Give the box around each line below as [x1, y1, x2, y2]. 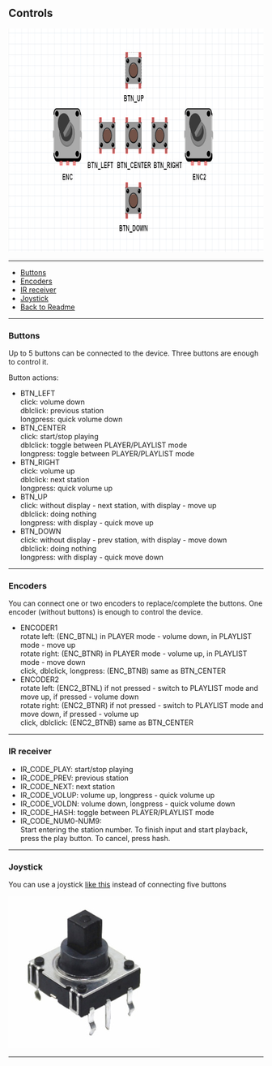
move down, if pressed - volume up [19, 710, 139, 719]
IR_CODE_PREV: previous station [19, 773, 130, 783]
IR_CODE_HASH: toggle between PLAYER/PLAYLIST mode [19, 807, 215, 817]
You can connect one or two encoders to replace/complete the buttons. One [8, 598, 263, 608]
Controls [8, 6, 53, 20]
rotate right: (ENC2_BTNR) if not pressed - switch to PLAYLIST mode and [19, 701, 264, 710]
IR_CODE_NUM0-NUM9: [19, 816, 102, 826]
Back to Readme [19, 302, 75, 312]
